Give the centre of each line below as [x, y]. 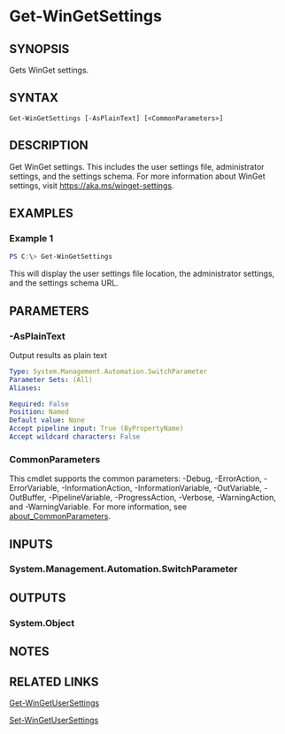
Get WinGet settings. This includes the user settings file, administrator [137, 166]
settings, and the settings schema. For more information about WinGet [137, 176]
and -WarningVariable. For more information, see [98, 507]
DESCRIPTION [49, 145]
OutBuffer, [28, 498]
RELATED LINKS [54, 681]
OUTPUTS [38, 597]
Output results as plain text [58, 355]
